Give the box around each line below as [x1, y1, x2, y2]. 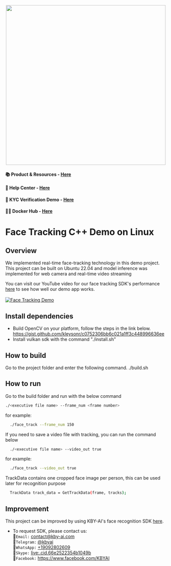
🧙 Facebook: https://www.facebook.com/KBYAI [12, 555, 110, 561]
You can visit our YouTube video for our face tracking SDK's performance [5, 281, 160, 287]
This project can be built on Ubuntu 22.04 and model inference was [5, 265, 148, 271]
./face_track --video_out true [10, 466, 77, 471]
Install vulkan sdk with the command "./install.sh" [12, 336, 116, 343]
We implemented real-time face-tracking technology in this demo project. [5, 260, 160, 266]
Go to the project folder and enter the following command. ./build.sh [5, 365, 149, 371]
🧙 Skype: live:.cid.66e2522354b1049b [12, 550, 91, 556]
